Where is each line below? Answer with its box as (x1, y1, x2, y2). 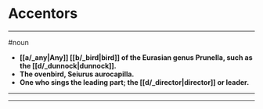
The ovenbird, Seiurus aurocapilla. (19, 69, 135, 79)
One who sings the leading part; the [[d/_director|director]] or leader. (19, 77, 250, 86)
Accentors (8, 5, 78, 23)
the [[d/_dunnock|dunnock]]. (19, 61, 117, 70)
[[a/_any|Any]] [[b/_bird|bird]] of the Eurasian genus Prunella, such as (19, 52, 253, 62)
